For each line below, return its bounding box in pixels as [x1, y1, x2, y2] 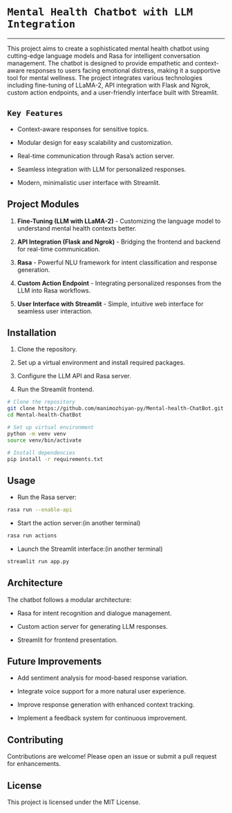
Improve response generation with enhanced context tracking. [17, 701, 195, 709]
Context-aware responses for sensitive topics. [17, 125, 149, 133]
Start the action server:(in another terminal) [17, 519, 141, 527]
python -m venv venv [7, 430, 67, 437]
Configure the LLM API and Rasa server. [17, 372, 131, 380]
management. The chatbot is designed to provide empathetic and [7, 59, 193, 67]
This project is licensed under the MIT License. [7, 798, 141, 806]
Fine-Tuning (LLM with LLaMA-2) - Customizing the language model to [17, 217, 221, 225]
